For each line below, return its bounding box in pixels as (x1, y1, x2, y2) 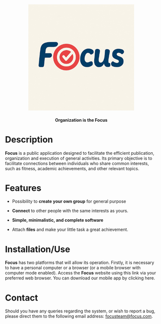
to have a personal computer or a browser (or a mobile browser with (5, 265, 141, 271)
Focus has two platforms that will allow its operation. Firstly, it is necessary (5, 259, 155, 266)
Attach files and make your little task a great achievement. (12, 227, 129, 232)
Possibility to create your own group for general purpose (12, 198, 127, 204)
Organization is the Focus (55, 117, 108, 123)
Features (5, 182, 42, 194)
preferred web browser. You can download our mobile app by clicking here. (5, 275, 156, 281)
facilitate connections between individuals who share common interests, (5, 160, 149, 166)
